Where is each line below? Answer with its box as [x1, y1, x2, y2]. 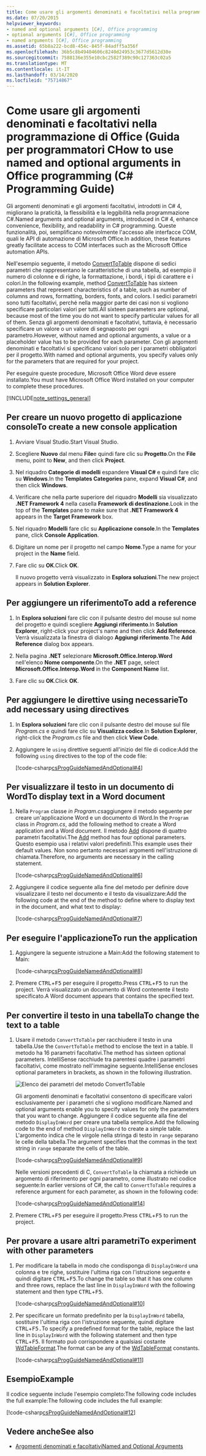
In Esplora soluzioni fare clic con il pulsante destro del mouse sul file [15, 720, 190, 728]
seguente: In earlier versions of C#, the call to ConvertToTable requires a [15, 1181, 196, 1188]
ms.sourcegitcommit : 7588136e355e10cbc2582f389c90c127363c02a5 [6, 55, 172, 61]
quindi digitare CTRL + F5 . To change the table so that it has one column [15, 1274, 193, 1282]
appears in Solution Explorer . [15, 580, 91, 587]
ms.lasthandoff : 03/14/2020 [6, 72, 78, 78]
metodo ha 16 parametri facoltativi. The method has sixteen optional [15, 1049, 186, 1056]
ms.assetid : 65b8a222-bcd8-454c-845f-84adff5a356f [6, 44, 139, 50]
